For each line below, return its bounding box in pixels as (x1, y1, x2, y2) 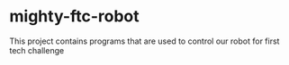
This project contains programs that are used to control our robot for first (9, 36, 280, 46)
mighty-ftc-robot (9, 6, 140, 27)
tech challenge (9, 45, 65, 55)
